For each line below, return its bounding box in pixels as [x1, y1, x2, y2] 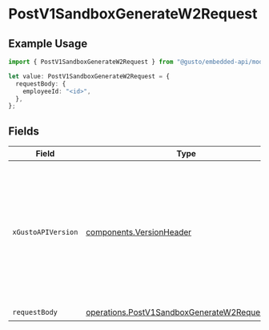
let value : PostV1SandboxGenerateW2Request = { [8, 72, 171, 80]
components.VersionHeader [85, 227, 192, 238]
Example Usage [8, 37, 88, 50]
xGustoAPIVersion [12, 227, 78, 237]
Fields [8, 124, 40, 138]
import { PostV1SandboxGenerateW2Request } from [8, 58, 174, 66]
